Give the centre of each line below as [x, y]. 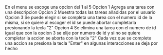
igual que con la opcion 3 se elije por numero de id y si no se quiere [73, 33]
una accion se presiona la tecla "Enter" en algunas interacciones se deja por [81, 43]
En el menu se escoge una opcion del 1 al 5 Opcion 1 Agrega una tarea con [80, 7]
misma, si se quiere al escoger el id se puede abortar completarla [71, 22]
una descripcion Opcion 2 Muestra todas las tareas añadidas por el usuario [80, 12]
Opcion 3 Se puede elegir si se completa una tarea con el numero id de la [79, 17]
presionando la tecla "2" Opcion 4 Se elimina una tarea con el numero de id [81, 28]
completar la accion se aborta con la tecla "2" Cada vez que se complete [78, 38]
